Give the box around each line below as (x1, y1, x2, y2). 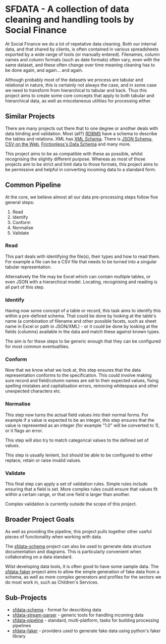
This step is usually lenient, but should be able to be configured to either (5, 452, 153, 458)
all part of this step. (5, 284, 45, 290)
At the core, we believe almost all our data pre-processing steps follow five (5, 194, 159, 200)
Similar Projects (5, 112, 55, 121)
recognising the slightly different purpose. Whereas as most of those (5, 156, 146, 162)
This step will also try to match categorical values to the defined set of (5, 437, 149, 443)
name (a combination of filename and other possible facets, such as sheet (5, 318, 157, 324)
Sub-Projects (5, 594, 47, 602)
